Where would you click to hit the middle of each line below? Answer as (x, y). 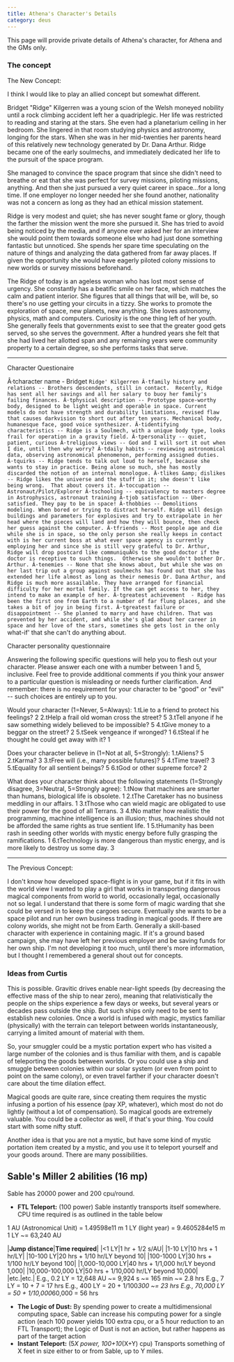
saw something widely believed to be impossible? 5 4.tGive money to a (109, 724)
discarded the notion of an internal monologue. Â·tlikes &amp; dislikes (117, 473)
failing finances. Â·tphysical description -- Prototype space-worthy (112, 400)
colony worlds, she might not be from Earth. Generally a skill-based (104, 925)
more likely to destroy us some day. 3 (61, 847)
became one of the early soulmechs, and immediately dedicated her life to (114, 152)
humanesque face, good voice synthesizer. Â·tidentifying (93, 424)
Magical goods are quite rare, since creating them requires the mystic (107, 1097)
